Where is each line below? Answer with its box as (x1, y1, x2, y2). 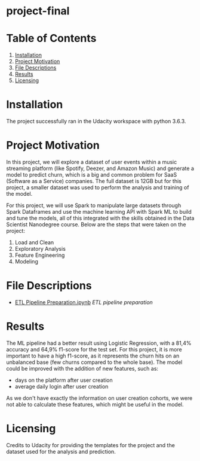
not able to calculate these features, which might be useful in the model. (6, 401, 184, 408)
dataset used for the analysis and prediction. (6, 448, 116, 455)
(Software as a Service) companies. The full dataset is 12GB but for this (6, 178, 182, 184)
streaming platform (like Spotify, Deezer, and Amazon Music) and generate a (6, 165, 195, 172)
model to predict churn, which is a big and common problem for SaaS (6, 171, 177, 178)
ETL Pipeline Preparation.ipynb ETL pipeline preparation (14, 298, 153, 306)
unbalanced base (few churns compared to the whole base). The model (6, 358, 183, 366)
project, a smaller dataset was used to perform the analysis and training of (6, 184, 189, 191)
